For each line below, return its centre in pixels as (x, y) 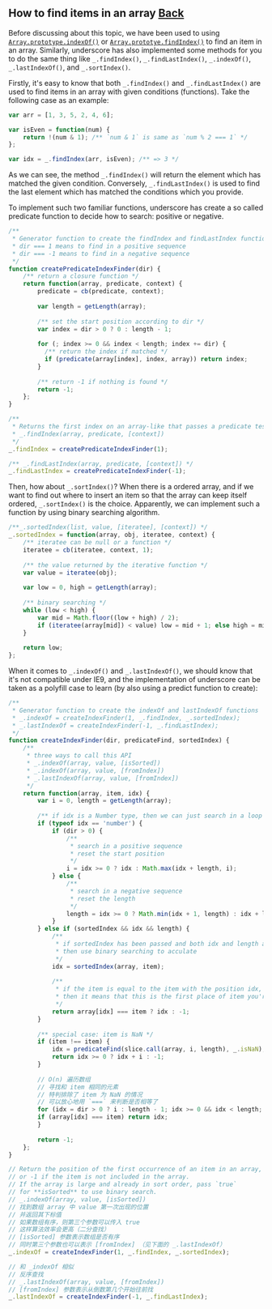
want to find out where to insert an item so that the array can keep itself (128, 495)
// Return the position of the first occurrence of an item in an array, (136, 1170)
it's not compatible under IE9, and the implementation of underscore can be (134, 680)
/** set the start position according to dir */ (121, 322)
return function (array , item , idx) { (87, 793)
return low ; (43, 648)
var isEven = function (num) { (59, 130)
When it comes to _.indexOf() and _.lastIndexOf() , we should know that (131, 671)
